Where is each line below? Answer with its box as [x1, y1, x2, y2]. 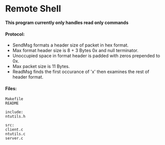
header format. [12, 74, 43, 80]
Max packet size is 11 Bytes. [12, 63, 70, 69]
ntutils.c [5, 131, 26, 136]
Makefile [5, 96, 23, 101]
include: [5, 109, 23, 115]
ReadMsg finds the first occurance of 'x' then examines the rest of [12, 68, 149, 75]
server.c [5, 136, 23, 141]
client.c [5, 127, 23, 132]
